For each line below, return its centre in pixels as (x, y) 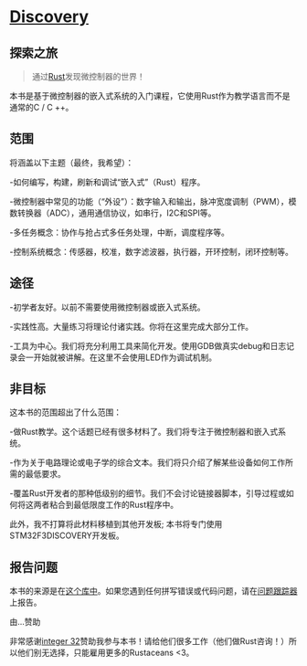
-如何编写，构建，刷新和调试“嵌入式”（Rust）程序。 (107, 182)
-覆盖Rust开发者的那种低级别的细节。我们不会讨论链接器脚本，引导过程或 (148, 493)
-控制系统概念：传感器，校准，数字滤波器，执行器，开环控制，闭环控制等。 (152, 251)
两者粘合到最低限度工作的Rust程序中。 (106, 505)
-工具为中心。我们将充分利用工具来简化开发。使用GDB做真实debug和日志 (148, 345)
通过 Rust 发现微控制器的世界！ (89, 76)
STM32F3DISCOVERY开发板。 (67, 535)
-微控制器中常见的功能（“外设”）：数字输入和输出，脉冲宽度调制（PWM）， (149, 201)
